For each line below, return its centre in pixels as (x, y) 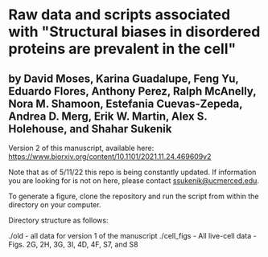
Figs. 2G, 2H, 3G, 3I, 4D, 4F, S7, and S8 (73, 244)
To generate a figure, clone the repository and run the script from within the (134, 196)
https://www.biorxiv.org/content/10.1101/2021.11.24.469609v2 (110, 157)
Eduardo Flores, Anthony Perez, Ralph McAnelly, (132, 91)
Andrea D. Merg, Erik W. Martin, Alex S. (108, 116)
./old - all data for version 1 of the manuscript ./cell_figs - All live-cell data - (132, 236)
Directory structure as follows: (58, 220)
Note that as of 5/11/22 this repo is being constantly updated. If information (132, 172)
